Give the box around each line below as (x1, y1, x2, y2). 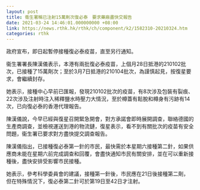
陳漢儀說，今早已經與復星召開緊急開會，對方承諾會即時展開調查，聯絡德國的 (6, 115, 194, 122)
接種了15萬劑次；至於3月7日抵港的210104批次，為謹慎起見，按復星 (21, 68, 186, 75)
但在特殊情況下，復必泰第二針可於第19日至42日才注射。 (6, 178, 143, 185)
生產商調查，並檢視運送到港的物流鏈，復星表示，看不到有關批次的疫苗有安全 (6, 123, 194, 130)
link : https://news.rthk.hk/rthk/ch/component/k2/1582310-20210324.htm (6, 25, 187, 31)
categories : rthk (6, 31, 49, 37)
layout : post (6, 8, 39, 15)
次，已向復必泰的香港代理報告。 (6, 103, 85, 110)
